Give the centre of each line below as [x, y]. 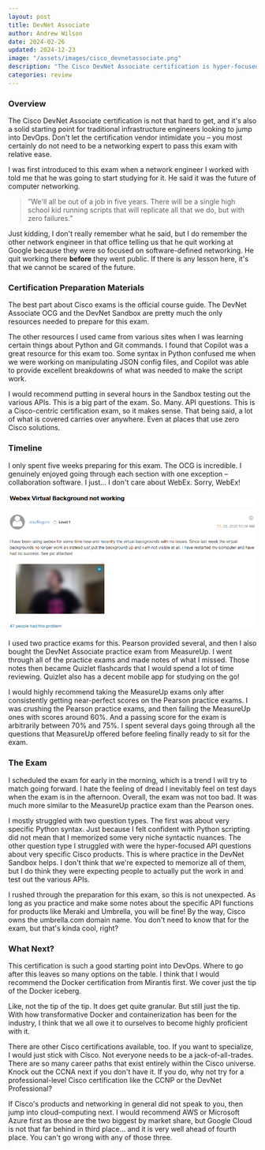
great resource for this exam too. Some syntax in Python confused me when [132, 354]
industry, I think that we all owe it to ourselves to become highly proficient [128, 1023]
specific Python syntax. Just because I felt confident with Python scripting [129, 829]
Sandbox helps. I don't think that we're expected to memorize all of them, [127, 862]
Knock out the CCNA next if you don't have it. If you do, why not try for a [126, 1072]
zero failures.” [50, 219]
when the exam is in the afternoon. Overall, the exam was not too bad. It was [133, 796]
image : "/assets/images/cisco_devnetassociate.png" [95, 58]
